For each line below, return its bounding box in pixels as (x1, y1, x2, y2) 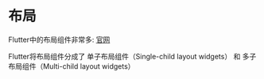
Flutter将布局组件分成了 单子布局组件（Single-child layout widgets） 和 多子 (8, 51, 257, 61)
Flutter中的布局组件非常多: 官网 (8, 35, 111, 44)
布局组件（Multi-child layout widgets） (8, 61, 135, 71)
